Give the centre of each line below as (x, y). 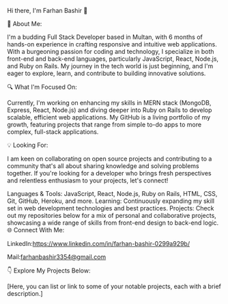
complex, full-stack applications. (53, 132)
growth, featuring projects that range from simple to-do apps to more (104, 124)
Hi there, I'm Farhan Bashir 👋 (47, 11)
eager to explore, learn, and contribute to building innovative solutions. (106, 73)
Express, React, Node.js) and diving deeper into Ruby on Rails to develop (110, 110)
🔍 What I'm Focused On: (42, 87)
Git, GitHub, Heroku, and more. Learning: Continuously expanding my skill (111, 201)
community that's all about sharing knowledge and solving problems (103, 166)
